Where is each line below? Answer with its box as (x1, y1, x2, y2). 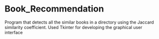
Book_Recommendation (4, 3, 104, 14)
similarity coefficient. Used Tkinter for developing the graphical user (4, 24, 143, 30)
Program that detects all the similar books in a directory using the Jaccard (4, 19, 154, 25)
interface (4, 29, 23, 35)
